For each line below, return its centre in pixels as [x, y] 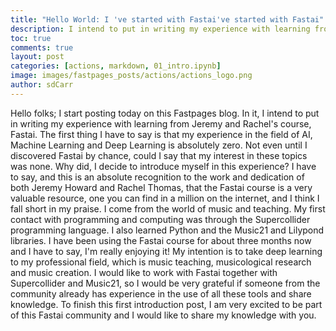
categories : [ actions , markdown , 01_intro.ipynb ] [116, 66]
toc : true [31, 38]
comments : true [42, 47]
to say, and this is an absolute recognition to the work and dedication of [157, 177]
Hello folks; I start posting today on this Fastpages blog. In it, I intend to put [165, 113]
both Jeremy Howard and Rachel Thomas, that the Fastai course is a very [161, 187]
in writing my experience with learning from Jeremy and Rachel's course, [161, 123]
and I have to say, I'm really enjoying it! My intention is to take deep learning [166, 251]
